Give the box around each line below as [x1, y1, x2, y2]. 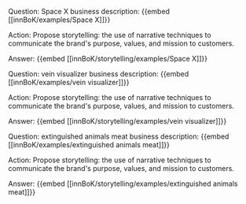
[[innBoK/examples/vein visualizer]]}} [8, 78, 130, 87]
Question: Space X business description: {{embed [8, 7, 171, 16]
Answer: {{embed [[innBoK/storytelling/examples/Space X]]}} [8, 54, 208, 63]
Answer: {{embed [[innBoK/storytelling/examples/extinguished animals [8, 179, 238, 188]
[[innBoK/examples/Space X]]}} [8, 15, 111, 24]
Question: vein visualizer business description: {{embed [8, 69, 189, 78]
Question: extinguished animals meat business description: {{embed [8, 132, 229, 141]
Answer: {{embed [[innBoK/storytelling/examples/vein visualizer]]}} [8, 117, 227, 125]
